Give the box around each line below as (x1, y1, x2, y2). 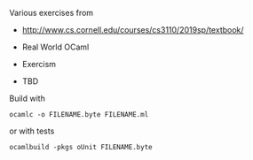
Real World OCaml (21, 42, 90, 52)
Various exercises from (9, 8, 94, 18)
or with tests (9, 126, 55, 136)
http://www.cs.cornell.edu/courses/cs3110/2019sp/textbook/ (21, 25, 244, 34)
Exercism (21, 59, 56, 69)
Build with (9, 93, 46, 103)
